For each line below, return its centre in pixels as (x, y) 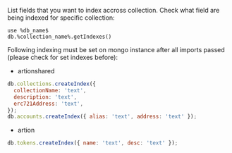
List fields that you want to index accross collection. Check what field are (114, 10)
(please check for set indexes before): (63, 57)
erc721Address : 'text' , (48, 104)
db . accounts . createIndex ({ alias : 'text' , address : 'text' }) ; (102, 117)
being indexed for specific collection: (61, 18)
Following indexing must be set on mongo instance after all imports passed (116, 50)
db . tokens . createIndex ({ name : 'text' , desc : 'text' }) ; (93, 143)
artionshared (36, 71)
